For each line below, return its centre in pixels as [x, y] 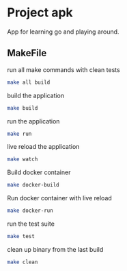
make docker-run [30, 211]
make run [19, 134]
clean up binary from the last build [55, 249]
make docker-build [33, 185]
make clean [23, 262]
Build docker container [39, 172]
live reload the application [43, 147]
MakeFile [27, 53]
